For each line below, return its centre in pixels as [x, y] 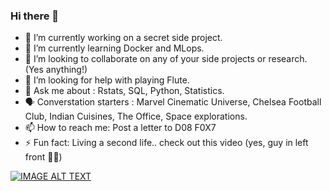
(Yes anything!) [56, 70]
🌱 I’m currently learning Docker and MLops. [114, 48]
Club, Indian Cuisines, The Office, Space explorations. [136, 116]
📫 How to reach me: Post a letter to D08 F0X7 [120, 128]
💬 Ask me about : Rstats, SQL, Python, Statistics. [124, 91]
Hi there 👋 [35, 16]
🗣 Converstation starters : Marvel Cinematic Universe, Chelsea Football [173, 102]
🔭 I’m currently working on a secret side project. [123, 38]
